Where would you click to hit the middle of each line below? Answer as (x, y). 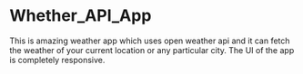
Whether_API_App (81, 16)
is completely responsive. (57, 60)
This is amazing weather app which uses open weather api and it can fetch (150, 41)
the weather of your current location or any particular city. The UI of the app (152, 50)
